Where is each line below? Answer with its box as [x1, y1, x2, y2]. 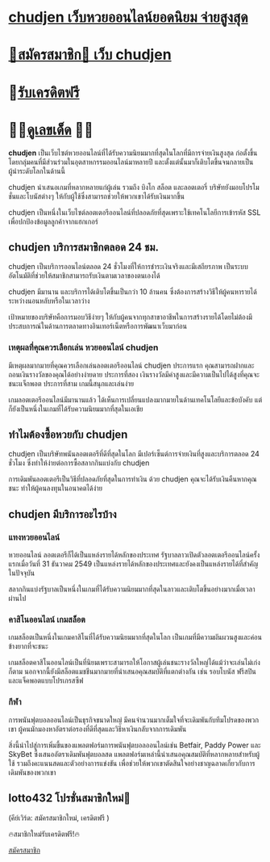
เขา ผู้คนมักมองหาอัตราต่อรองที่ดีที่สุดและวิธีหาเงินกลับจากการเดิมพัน [8, 724, 187, 734]
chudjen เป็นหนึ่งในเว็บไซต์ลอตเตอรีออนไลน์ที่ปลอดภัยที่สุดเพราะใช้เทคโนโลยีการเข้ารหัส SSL [8, 207, 261, 217]
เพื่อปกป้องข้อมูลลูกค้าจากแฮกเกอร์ [8, 217, 98, 226]
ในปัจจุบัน [8, 568, 35, 578]
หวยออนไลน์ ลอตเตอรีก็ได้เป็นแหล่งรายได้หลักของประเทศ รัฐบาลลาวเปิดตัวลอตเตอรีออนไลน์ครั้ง [8, 550, 260, 560]
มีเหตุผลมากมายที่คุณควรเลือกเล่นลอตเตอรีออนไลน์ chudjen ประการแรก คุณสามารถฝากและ [8, 360, 255, 370]
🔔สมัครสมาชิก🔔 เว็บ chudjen [8, 45, 172, 64]
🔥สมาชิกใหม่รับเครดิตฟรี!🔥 [8, 829, 81, 839]
